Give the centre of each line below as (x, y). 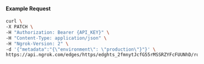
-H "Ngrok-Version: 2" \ (37, 43)
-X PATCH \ (19, 27)
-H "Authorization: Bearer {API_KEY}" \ (58, 32)
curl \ (14, 21)
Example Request (28, 8)
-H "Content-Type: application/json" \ (56, 38)
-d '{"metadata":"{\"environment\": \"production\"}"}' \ (81, 49)
